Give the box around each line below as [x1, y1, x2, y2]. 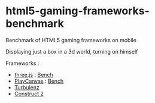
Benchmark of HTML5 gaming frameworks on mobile [5, 36, 137, 43]
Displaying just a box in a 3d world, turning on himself [5, 48, 138, 55]
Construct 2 [14, 90, 44, 97]
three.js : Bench [14, 71, 53, 78]
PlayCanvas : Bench [14, 77, 64, 85]
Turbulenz [14, 83, 39, 90]
